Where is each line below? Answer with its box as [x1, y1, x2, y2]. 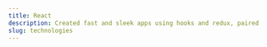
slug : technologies [8, 26, 74, 34]
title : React [8, 11, 52, 20]
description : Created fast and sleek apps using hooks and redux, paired [8, 19, 260, 27]
